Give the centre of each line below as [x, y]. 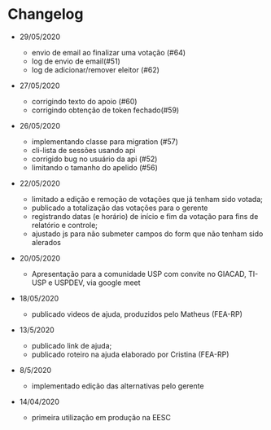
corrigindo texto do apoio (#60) [84, 101]
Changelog [46, 14]
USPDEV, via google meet [97, 283]
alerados [46, 242]
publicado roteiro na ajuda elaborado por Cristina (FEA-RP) [130, 354]
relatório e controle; [65, 225]
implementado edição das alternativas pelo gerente [118, 386]
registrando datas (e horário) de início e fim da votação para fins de [145, 216]
